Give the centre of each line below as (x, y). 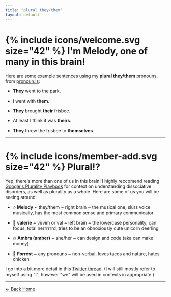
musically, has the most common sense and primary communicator (83, 213)
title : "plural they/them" (34, 10)
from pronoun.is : (23, 81)
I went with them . (31, 101)
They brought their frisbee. (41, 111)
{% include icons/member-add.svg (81, 156)
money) (21, 244)
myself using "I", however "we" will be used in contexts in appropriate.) (80, 275)
